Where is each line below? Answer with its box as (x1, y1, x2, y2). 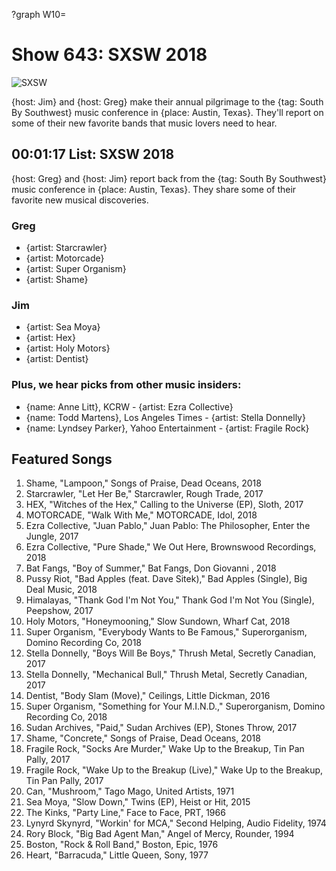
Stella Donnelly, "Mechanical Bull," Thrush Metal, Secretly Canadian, (25, 669, 308, 681)
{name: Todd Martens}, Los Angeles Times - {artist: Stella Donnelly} (25, 411, 306, 423)
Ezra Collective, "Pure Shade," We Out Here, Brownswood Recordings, (25, 541, 317, 553)
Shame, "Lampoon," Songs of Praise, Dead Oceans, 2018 (25, 477, 262, 489)
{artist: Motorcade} (25, 252, 105, 264)
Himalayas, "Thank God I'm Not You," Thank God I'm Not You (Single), (25, 594, 315, 606)
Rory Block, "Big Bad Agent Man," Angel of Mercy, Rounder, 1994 (25, 828, 295, 840)
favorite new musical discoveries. (11, 194, 149, 206)
